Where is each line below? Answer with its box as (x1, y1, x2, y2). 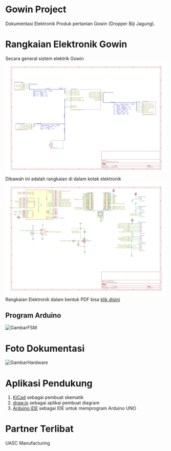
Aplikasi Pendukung (5, 377, 93, 389)
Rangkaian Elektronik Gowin (5, 38, 127, 50)
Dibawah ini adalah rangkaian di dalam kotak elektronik (5, 176, 121, 182)
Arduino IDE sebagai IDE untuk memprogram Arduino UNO (12, 405, 137, 412)
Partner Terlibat (5, 423, 74, 435)
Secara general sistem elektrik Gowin (5, 55, 84, 61)
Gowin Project (5, 4, 67, 15)
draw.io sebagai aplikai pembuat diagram (12, 400, 100, 406)
